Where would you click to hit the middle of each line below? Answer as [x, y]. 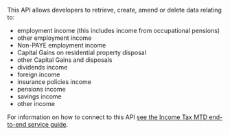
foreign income [38, 74]
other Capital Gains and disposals [65, 60]
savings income [39, 96]
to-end [17, 124]
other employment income [54, 38]
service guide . [48, 124]
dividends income [42, 67]
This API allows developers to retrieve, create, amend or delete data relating [114, 10]
